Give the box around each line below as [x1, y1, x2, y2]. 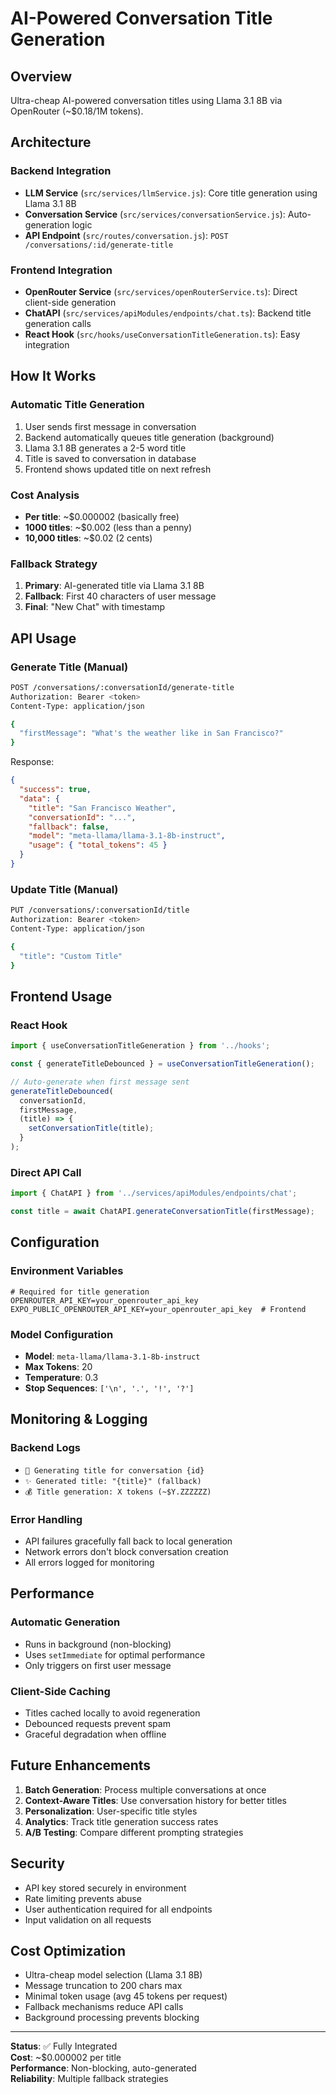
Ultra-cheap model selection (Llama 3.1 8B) [24, 1969, 203, 1981]
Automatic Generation [10, 1615, 121, 1629]
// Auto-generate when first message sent [10, 1077, 190, 1087]
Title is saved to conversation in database [24, 452, 197, 464]
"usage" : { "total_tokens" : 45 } [28, 840, 168, 851]
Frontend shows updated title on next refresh [24, 463, 212, 475]
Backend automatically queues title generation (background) [24, 431, 275, 443]
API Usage [10, 630, 77, 647]
